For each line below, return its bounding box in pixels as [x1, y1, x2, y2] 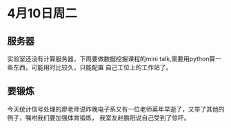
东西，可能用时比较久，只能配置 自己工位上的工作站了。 [12, 63, 172, 72]
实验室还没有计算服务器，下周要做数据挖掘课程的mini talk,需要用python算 [7, 55, 216, 63]
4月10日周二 [7, 6, 77, 21]
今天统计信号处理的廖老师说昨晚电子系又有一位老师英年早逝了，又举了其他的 [7, 105, 225, 113]
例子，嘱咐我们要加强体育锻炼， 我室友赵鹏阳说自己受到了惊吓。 [7, 114, 190, 122]
